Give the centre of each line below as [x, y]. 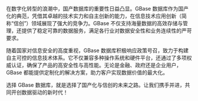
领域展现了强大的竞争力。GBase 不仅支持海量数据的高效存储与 [107, 23]
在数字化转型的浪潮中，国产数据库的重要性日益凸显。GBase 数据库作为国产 [97, 9]
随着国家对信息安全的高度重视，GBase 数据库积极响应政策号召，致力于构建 [97, 51]
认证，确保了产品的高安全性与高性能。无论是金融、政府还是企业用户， [96, 65]
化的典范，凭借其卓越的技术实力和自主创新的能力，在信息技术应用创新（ [94, 16]
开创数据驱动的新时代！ [39, 92]
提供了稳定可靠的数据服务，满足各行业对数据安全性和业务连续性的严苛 [107, 31]
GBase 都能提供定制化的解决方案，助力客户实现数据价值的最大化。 [87, 73]
